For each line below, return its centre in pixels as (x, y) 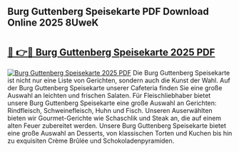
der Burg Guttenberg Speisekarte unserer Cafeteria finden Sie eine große (115, 88)
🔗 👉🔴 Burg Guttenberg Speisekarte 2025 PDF (111, 52)
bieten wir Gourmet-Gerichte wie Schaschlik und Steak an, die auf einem (115, 118)
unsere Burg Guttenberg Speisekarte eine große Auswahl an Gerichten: (112, 103)
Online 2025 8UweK (53, 23)
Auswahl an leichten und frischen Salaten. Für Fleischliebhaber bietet (109, 96)
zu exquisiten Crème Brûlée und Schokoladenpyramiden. (91, 141)
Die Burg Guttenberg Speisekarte (182, 73)
